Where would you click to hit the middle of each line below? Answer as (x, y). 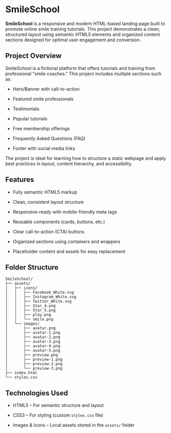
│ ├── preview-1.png (34, 359)
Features (20, 180)
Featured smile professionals (43, 99)
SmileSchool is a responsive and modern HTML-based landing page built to (85, 23)
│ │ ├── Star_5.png (31, 310)
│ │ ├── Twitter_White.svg (39, 302)
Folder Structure (32, 267)
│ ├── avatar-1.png (33, 333)
